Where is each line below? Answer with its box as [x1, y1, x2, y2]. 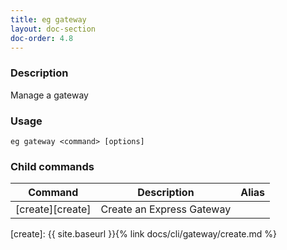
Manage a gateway [10, 89, 89, 101]
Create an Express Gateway [100, 202, 232, 216]
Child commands [10, 159, 95, 173]
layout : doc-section [10, 24, 97, 34]
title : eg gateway [10, 14, 87, 25]
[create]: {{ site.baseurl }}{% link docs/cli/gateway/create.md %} [10, 228, 278, 240]
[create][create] [15, 202, 92, 216]
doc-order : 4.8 [10, 33, 74, 43]
